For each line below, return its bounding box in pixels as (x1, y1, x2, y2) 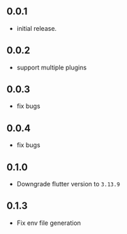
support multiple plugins (16, 63, 87, 71)
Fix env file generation (16, 219, 82, 227)
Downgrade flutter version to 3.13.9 (16, 180, 120, 188)
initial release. (16, 24, 57, 32)
